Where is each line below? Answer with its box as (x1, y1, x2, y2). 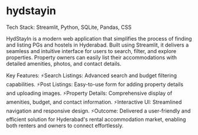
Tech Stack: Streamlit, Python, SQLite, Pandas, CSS (6, 24, 132, 31)
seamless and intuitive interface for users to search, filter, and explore (6, 47, 177, 54)
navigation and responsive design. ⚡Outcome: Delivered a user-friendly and (6, 107, 191, 114)
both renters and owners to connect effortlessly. (6, 122, 124, 129)
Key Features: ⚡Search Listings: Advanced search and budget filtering (6, 72, 177, 79)
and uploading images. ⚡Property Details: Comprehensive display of (6, 90, 173, 97)
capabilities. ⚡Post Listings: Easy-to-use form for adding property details (6, 81, 184, 88)
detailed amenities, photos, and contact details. (6, 60, 122, 67)
